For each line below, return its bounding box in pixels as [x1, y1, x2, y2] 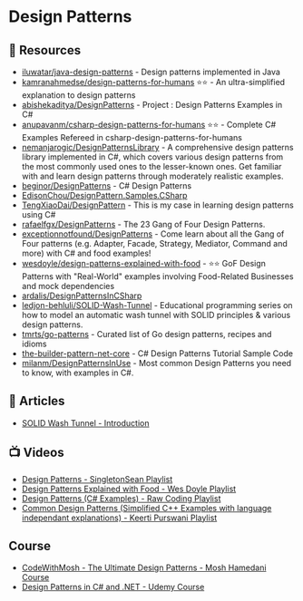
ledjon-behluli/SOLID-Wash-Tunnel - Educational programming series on [21, 300, 293, 310]
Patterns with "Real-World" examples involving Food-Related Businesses [21, 271, 294, 282]
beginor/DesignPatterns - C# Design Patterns [21, 180, 192, 191]
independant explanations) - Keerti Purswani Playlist [21, 512, 218, 523]
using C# [21, 209, 56, 219]
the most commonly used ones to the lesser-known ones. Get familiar [21, 161, 282, 171]
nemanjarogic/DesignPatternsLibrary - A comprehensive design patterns [21, 142, 294, 152]
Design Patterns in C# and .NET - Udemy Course [21, 582, 205, 593]
